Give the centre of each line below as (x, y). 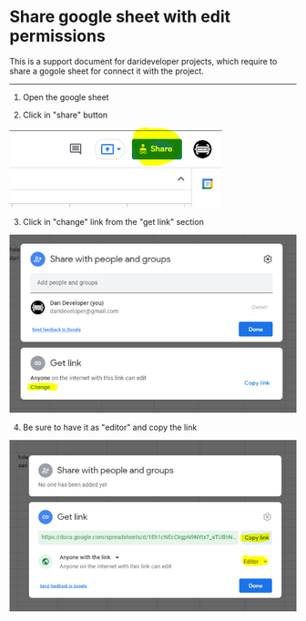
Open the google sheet (66, 97)
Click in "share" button (65, 115)
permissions (58, 36)
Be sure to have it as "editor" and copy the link (110, 427)
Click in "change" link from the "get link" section (113, 221)
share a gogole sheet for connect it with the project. (107, 71)
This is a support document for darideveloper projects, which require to (143, 61)
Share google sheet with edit (120, 17)
